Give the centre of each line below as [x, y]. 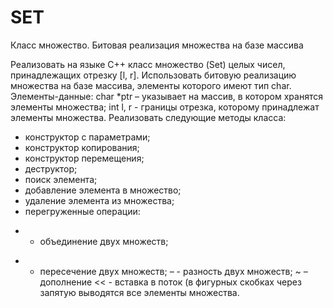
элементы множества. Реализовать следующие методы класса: [148, 117]
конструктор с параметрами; [87, 137]
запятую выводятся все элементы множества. [139, 292]
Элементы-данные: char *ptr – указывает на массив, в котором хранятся [166, 96]
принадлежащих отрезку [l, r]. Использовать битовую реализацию [153, 75]
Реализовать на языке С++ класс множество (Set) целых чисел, [148, 64]
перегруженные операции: [82, 211]
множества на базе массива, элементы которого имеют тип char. [151, 85]
